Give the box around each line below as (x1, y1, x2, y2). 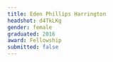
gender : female (7, 24, 53, 31)
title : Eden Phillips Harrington (7, 10, 107, 18)
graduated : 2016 (7, 30, 55, 38)
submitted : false (7, 43, 59, 51)
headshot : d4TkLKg (7, 17, 62, 24)
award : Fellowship (7, 37, 62, 44)
